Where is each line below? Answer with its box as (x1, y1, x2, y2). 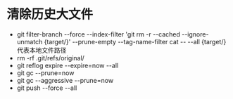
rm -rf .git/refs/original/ (16, 53, 85, 62)
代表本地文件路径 (16, 46, 67, 54)
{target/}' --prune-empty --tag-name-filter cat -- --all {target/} (44, 37, 227, 46)
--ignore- (181, 29, 209, 39)
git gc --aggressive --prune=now (16, 76, 114, 84)
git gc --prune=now (16, 68, 75, 77)
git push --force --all (16, 84, 77, 92)
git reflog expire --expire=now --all (16, 61, 119, 70)
